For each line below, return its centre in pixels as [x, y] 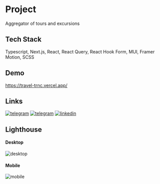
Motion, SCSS [20, 57]
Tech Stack [23, 39]
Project [21, 9]
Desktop [14, 142]
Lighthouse [24, 129]
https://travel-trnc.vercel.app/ [36, 85]
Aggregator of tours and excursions [42, 23]
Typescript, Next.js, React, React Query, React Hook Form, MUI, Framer [80, 51]
